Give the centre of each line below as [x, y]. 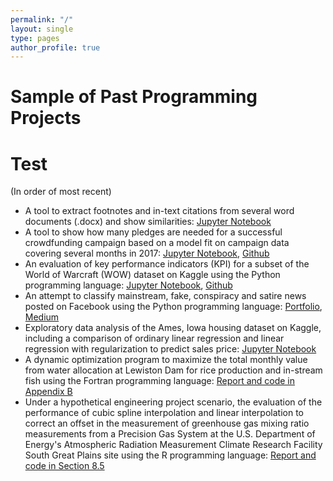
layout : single [42, 29]
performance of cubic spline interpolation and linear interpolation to [164, 413]
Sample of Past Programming [134, 97]
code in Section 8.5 [64, 466]
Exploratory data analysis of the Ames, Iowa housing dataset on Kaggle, [173, 328]
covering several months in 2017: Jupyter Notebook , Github [147, 253]
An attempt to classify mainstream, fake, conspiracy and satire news [165, 296]
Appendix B [48, 392]
